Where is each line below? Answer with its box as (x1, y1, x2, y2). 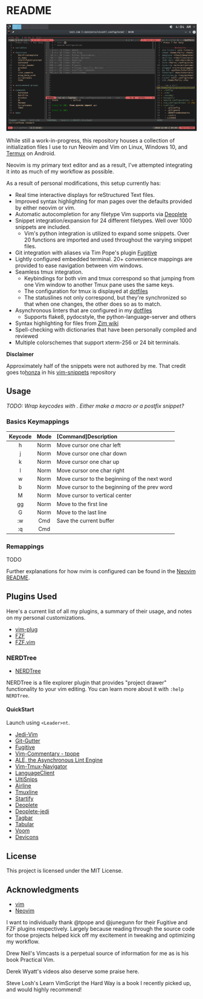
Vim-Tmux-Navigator (14, 763, 68, 770)
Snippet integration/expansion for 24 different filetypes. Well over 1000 (14, 217, 192, 224)
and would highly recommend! (6, 986, 82, 994)
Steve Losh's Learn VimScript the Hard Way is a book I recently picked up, (6, 980, 192, 987)
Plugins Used (6, 591, 57, 602)
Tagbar (14, 814, 33, 821)
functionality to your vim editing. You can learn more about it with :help (6, 686, 184, 693)
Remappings (6, 542, 44, 550)
